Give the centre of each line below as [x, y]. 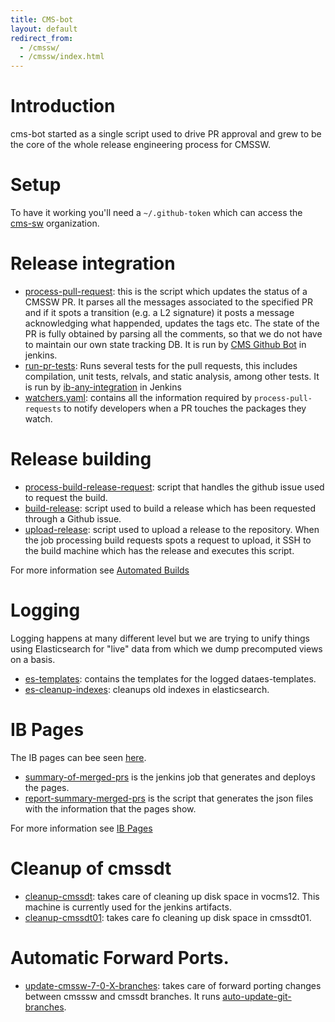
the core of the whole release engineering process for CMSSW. [140, 145]
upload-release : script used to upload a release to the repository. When [172, 529]
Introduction [63, 106]
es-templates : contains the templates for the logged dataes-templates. [170, 678]
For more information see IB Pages [81, 828]
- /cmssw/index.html [62, 57]
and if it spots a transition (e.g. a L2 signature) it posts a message [159, 312]
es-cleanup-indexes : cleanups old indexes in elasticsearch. [147, 689]
